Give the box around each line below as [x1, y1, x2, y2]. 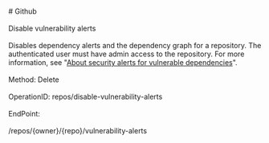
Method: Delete [8, 75, 60, 84]
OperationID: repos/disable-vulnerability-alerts [8, 92, 163, 101]
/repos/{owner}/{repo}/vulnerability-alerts [8, 126, 147, 135]
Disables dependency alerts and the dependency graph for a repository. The [8, 41, 262, 50]
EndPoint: [8, 109, 40, 118]
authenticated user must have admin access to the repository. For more [8, 49, 245, 59]
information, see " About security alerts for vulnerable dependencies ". [8, 58, 238, 67]
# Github [8, 6, 38, 16]
